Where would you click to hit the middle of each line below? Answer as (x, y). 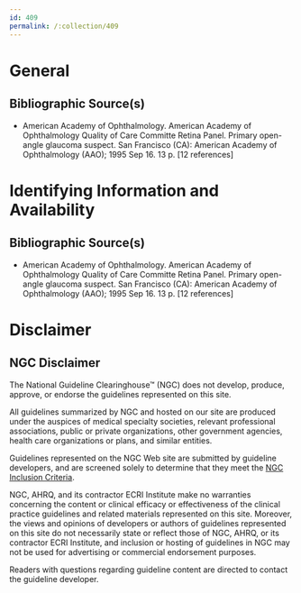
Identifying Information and (114, 191)
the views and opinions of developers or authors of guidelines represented (148, 523)
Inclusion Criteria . (42, 477)
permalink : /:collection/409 (64, 26)
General (40, 71)
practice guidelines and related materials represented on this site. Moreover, (151, 514)
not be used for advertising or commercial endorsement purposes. (133, 552)
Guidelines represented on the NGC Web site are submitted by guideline (143, 458)
